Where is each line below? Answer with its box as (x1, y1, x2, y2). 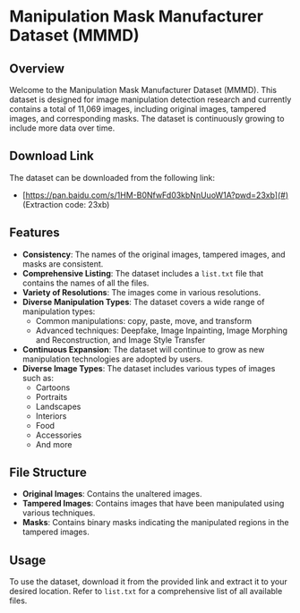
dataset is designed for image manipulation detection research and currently (9, 94, 292, 105)
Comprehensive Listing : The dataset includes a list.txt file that (21, 268, 264, 278)
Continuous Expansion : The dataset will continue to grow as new (21, 344, 265, 354)
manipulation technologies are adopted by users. (21, 353, 203, 364)
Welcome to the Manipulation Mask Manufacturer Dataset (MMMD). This (9, 85, 278, 95)
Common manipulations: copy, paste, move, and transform (35, 315, 253, 326)
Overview (9, 61, 65, 76)
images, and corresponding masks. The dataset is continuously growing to (9, 114, 285, 123)
